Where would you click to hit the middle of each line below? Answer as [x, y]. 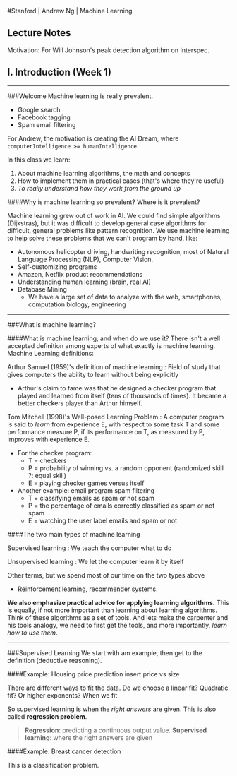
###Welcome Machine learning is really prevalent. [80, 96]
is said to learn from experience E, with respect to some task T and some [114, 424]
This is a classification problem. [53, 765]
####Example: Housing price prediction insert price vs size [93, 674]
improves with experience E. [49, 439]
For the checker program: [55, 453]
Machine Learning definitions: [50, 353]
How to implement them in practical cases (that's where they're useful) [121, 181]
